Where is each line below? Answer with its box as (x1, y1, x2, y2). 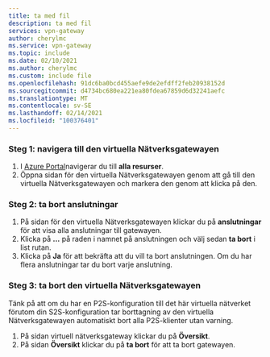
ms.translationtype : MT (8, 94, 89, 102)
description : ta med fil (8, 19, 92, 27)
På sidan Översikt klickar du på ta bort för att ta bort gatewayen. (19, 339, 236, 349)
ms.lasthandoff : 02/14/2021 (8, 110, 103, 118)
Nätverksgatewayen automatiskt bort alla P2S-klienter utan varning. (8, 315, 234, 325)
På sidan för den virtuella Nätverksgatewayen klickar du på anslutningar (19, 217, 262, 226)
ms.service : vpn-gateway (8, 42, 92, 50)
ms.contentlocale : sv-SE (8, 102, 92, 110)
